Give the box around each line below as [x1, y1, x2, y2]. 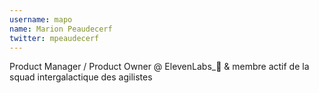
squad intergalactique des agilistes [9, 71, 153, 83]
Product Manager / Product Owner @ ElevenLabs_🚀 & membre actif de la [9, 61, 310, 73]
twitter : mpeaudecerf [9, 33, 100, 43]
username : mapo [9, 14, 73, 25]
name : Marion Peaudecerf [9, 24, 113, 34]
